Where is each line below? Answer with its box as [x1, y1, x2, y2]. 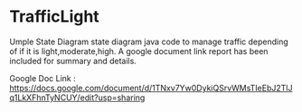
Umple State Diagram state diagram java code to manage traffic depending [9, 36, 289, 47]
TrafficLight [9, 6, 99, 27]
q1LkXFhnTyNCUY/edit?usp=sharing [9, 92, 146, 103]
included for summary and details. [9, 55, 137, 66]
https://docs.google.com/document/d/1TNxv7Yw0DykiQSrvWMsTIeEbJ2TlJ [9, 82, 293, 93]
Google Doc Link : [9, 72, 76, 83]
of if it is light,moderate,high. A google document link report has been [9, 45, 269, 56]
